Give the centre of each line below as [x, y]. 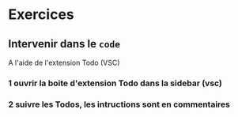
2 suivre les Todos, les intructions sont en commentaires [119, 104]
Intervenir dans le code [64, 44]
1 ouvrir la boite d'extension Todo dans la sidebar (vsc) [115, 83]
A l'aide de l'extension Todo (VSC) [64, 62]
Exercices [41, 15]
